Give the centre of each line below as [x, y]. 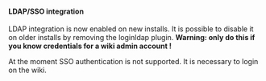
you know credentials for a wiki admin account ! [90, 46]
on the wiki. [27, 70]
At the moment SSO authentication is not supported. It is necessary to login [133, 62]
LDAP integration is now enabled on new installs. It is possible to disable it [131, 29]
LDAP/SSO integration [46, 11]
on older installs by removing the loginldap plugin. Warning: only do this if [132, 38]
